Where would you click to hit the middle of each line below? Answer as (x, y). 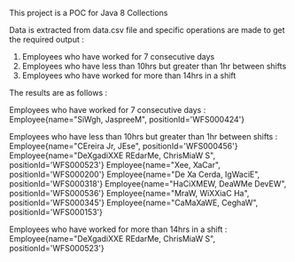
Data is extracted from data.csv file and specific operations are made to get (147, 30)
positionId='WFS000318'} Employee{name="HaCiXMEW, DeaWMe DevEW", (148, 184)
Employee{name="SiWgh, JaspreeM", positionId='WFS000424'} (127, 119)
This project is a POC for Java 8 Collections (89, 13)
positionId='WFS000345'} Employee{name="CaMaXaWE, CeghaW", (134, 202)
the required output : (47, 40)
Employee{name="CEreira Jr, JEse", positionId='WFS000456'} (124, 146)
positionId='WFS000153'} (56, 212)
